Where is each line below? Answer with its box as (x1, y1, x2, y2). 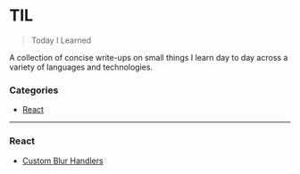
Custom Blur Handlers (21, 155, 104, 166)
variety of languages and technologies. (9, 62, 154, 72)
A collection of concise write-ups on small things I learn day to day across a (9, 52, 288, 62)
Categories (9, 84, 59, 96)
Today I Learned (30, 35, 92, 46)
